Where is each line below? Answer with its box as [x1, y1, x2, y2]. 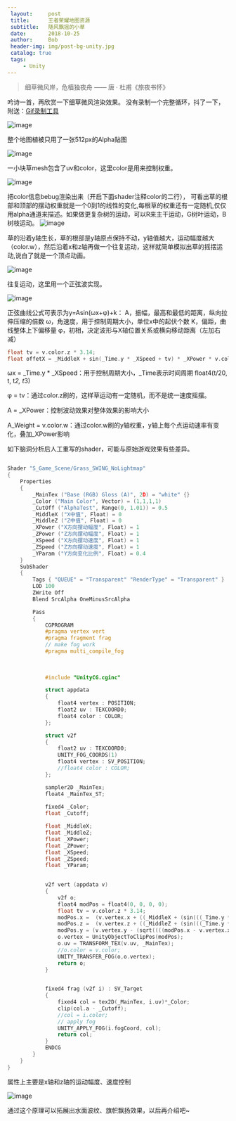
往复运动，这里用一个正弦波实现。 [7, 279, 106, 288]
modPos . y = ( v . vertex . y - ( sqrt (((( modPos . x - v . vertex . [57, 927, 228, 934]
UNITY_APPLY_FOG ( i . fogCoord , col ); [57, 1025, 162, 1032]
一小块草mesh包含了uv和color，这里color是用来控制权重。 [7, 163, 177, 172]
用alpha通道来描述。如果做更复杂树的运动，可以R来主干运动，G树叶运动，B [7, 210, 227, 218]
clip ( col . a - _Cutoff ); [57, 1005, 128, 1012]
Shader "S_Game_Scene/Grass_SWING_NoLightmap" [7, 465, 146, 472]
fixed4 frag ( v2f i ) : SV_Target [44, 985, 143, 992]
